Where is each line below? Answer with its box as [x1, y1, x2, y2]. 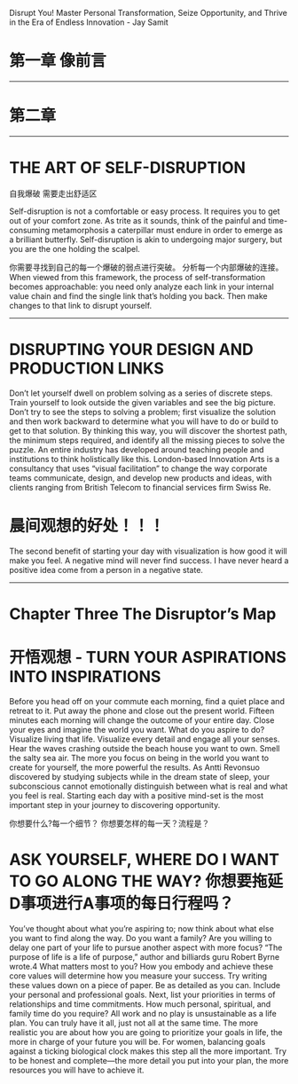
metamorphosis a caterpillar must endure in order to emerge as [51, 224, 284, 235]
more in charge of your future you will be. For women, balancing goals [9, 1036, 266, 1047]
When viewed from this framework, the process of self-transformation [9, 271, 266, 282]
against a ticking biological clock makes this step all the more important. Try [9, 1046, 286, 1057]
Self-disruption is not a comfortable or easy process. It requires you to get [9, 206, 281, 216]
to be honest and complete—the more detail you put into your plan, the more [9, 1055, 289, 1065]
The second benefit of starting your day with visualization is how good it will [9, 546, 287, 556]
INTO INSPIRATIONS [9, 667, 161, 687]
